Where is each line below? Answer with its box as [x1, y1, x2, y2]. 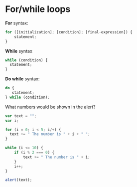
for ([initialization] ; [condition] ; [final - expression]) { [5, 29, 133, 34]
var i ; [5, 118, 19, 123]
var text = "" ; [5, 113, 37, 118]
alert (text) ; [5, 178, 32, 183]
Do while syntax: [5, 76, 40, 82]
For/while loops [5, 3, 71, 15]
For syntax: [5, 20, 28, 26]
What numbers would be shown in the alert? [5, 104, 96, 110]
